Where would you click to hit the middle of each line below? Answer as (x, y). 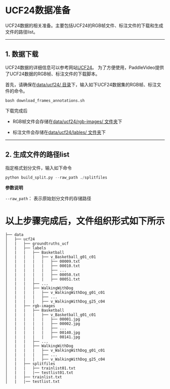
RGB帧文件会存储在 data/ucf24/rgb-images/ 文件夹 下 (67, 121)
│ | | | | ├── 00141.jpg (43, 337)
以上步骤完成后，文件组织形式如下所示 (85, 221)
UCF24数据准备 (38, 10)
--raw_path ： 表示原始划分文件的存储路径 (48, 198)
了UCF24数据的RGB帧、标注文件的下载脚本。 (53, 74)
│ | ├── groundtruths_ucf (37, 244)
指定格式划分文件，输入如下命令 (38, 168)
